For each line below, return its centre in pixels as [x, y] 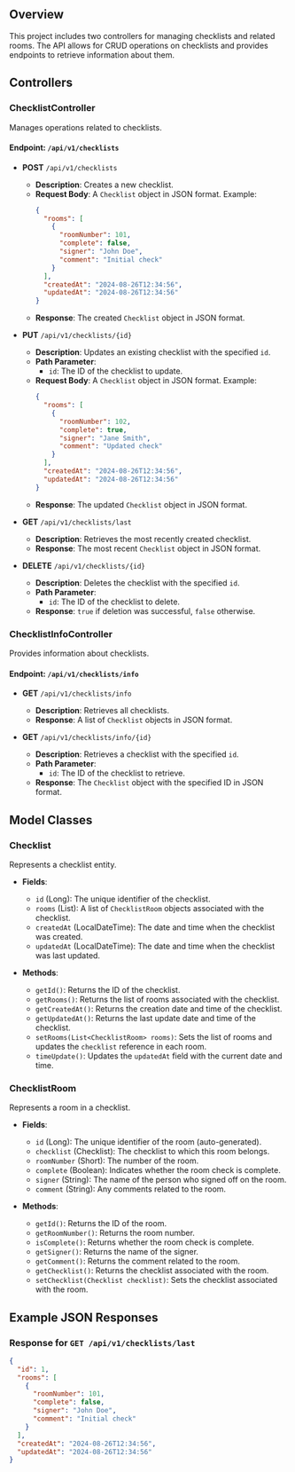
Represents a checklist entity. [63, 864]
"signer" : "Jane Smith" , [105, 438]
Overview [37, 15]
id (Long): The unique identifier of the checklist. [123, 899]
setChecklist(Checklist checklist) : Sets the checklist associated [156, 1280]
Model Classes [51, 820]
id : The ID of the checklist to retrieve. [117, 773]
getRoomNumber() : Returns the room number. [115, 1233]
